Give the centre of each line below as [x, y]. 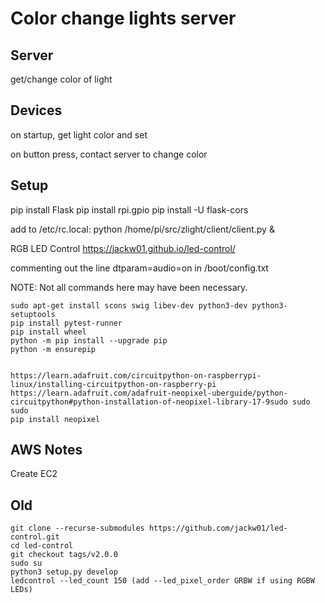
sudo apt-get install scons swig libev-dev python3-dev [129, 305]
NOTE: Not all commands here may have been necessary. [129, 287]
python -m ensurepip [53, 349]
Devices [36, 110]
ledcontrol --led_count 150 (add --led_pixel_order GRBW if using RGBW [162, 581]
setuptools [33, 314]
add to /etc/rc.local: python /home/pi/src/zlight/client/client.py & [142, 229]
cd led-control [42, 546]
